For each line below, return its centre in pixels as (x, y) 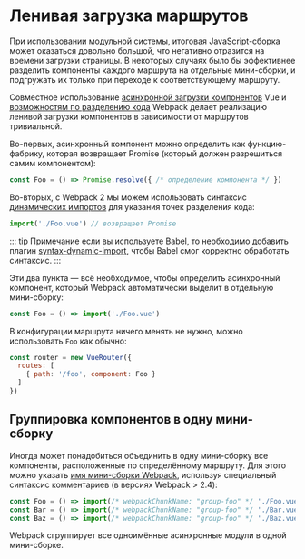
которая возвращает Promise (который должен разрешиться (165, 153)
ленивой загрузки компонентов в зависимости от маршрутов (129, 116)
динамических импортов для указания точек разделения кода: (133, 206)
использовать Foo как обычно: (68, 341)
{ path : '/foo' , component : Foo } (91, 374)
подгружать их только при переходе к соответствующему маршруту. (145, 79)
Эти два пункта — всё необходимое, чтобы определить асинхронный (145, 277)
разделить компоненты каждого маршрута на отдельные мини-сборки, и (152, 70)
